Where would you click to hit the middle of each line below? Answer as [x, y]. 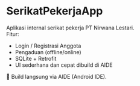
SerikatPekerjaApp [55, 11]
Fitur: [13, 34]
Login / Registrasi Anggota [48, 46]
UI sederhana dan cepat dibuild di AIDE [64, 65]
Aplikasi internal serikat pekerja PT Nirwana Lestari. [70, 28]
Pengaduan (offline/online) [48, 52]
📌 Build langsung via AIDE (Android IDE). [56, 76]
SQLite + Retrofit [36, 58]
